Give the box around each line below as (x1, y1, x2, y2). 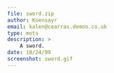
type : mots (7, 29, 39, 37)
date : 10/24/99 (7, 49, 51, 56)
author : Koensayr (7, 17, 58, 24)
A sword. (19, 42, 45, 49)
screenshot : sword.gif (7, 56, 73, 63)
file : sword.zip (7, 10, 54, 17)
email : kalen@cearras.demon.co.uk (7, 23, 108, 30)
